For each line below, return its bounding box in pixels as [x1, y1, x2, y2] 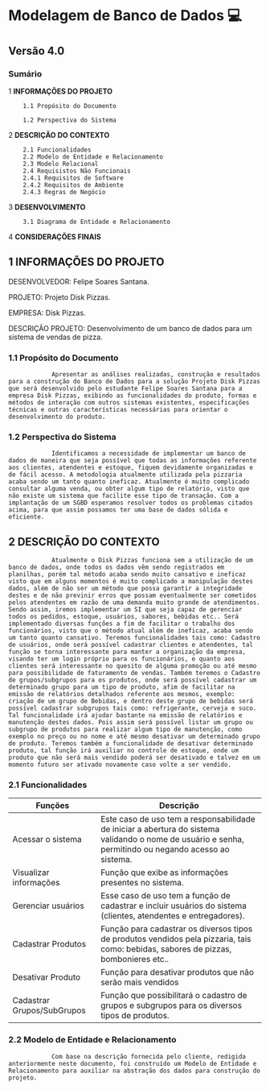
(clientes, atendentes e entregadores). [100, 910, 245, 922]
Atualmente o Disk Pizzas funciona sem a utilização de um [51, 557, 253, 565]
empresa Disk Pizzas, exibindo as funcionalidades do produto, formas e [8, 392, 257, 400]
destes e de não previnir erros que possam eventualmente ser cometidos [8, 591, 257, 600]
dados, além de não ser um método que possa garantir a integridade [8, 585, 243, 593]
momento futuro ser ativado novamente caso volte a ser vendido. [8, 761, 231, 769]
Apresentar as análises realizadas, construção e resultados [51, 370, 261, 379]
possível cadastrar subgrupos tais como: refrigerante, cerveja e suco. [8, 704, 257, 713]
